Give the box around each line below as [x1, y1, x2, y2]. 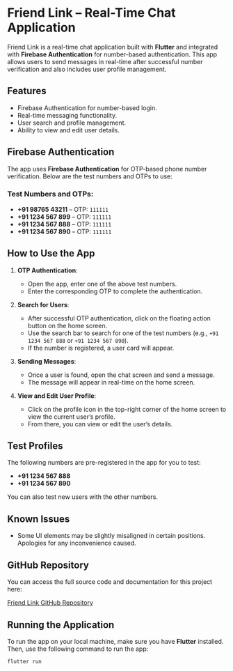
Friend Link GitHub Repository [7, 599, 94, 607]
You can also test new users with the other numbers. [7, 493, 159, 501]
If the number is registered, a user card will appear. [27, 344, 175, 352]
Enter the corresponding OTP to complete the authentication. [27, 287, 203, 295]
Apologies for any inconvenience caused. [17, 539, 137, 548]
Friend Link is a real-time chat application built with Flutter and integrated [7, 43, 218, 51]
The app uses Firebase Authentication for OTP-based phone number [7, 164, 207, 173]
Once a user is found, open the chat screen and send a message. [27, 371, 216, 379]
